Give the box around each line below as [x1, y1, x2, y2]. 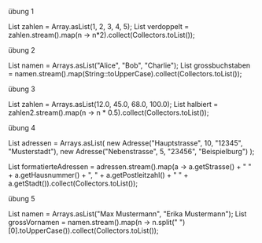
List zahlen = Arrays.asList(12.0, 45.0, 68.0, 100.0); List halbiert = [8, 100, 219, 109]
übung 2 [8, 46, 35, 54]
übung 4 [8, 123, 35, 132]
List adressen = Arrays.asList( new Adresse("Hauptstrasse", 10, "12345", [8, 138, 243, 148]
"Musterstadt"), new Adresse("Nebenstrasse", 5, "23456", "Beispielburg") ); [8, 147, 255, 156]
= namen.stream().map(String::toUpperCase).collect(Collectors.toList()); [8, 69, 242, 78]
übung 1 [8, 7, 34, 16]
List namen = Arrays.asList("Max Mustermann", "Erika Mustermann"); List [8, 209, 247, 219]
